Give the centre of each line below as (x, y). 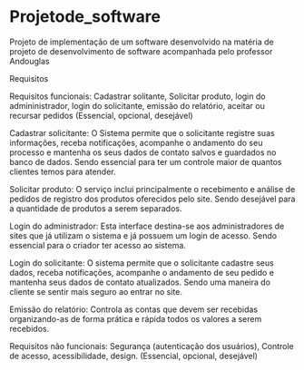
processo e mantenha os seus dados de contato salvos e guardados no (143, 152)
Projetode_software (85, 17)
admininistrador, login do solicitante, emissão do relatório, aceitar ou (137, 105)
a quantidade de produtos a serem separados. (96, 208)
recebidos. (29, 328)
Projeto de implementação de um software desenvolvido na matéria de (142, 42)
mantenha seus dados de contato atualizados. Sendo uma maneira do (140, 282)
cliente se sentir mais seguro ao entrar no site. (96, 291)
